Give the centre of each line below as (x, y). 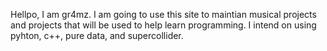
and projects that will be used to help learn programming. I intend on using (163, 25)
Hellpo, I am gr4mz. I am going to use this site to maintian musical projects (163, 14)
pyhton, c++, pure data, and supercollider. (97, 35)
